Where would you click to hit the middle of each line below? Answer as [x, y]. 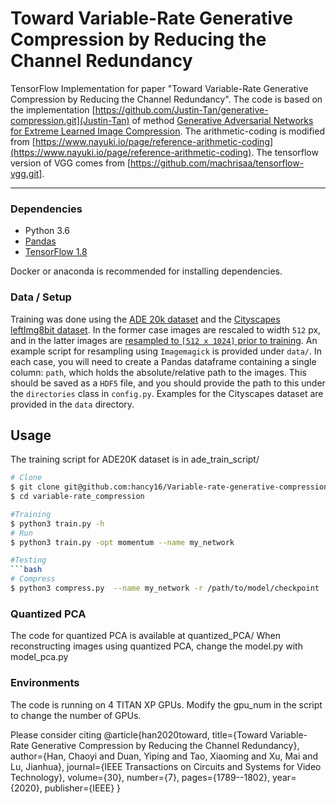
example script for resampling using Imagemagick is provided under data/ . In [166, 351]
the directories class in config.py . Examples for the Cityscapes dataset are [167, 393]
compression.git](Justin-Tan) [70, 120]
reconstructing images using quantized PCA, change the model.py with [156, 646]
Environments [45, 683]
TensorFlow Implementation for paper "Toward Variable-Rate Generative [159, 88]
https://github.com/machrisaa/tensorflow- [217, 163]
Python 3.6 [47, 231]
